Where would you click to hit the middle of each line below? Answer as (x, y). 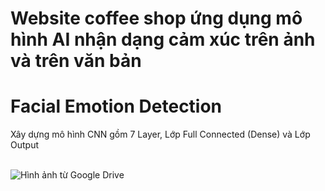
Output (24, 145)
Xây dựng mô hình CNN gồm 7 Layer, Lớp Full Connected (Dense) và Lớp (160, 134)
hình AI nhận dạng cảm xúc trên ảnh (163, 39)
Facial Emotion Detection (116, 106)
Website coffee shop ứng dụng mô (156, 18)
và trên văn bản (76, 61)
